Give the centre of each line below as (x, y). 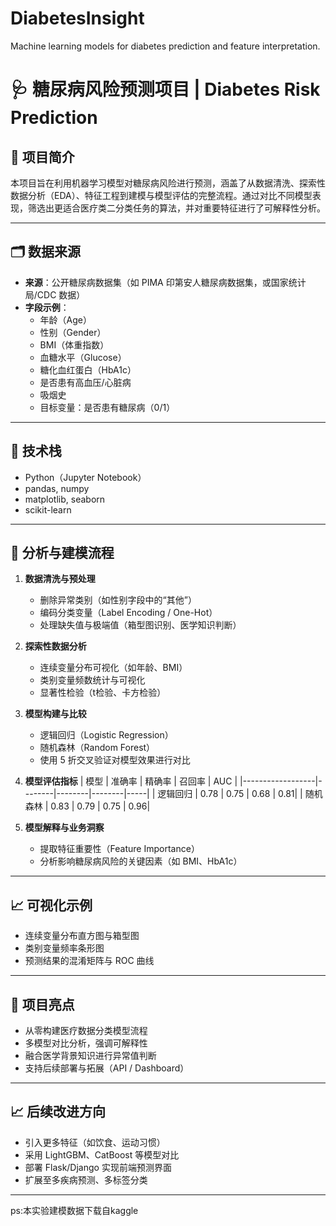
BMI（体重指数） (74, 344)
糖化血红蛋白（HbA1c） (88, 369)
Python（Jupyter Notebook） (85, 477)
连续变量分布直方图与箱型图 (82, 936)
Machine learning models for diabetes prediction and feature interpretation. (165, 46)
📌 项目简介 (42, 157)
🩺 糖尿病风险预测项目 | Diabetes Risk (165, 89)
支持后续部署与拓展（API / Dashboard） (107, 1068)
